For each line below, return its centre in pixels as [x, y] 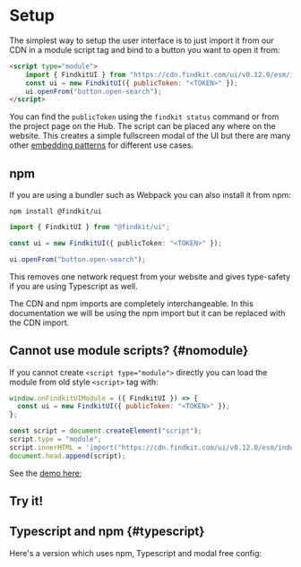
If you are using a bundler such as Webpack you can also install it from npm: [150, 195]
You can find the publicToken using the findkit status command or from [144, 116]
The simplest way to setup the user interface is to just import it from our [142, 40]
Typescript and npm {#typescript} [107, 532]
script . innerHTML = [46, 447]
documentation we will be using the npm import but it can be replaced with [147, 313]
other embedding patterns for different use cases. [102, 145]
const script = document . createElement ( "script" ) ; [106, 431]
